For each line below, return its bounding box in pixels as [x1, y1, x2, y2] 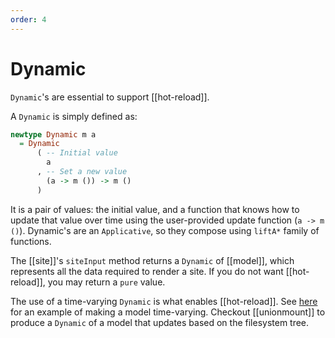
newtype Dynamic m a [10, 129, 97, 140]
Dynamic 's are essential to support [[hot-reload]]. [10, 91, 210, 103]
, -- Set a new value [36, 167, 128, 177]
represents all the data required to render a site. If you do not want [10, 265, 284, 277]
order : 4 [10, 14, 47, 25]
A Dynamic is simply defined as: [10, 110, 138, 122]
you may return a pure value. [47, 276, 166, 288]
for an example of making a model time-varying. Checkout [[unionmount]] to [10, 306, 326, 318]
